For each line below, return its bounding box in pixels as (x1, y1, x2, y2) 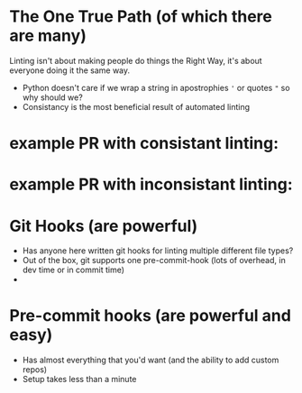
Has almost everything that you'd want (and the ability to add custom (22, 354, 279, 366)
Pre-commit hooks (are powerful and (9, 306, 291, 326)
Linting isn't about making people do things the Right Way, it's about (9, 55, 263, 66)
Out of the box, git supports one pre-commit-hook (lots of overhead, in (22, 255, 286, 266)
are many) (9, 25, 87, 46)
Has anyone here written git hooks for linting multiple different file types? (22, 245, 294, 256)
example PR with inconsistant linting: (9, 174, 293, 195)
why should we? (22, 92, 83, 103)
